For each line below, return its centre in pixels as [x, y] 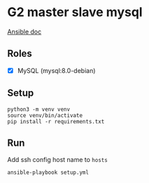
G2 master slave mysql [75, 12]
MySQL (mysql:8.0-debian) [56, 70]
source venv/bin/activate [45, 115]
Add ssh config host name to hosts [58, 160]
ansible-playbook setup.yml [48, 172]
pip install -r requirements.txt [56, 121]
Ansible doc [24, 32]
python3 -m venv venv [39, 109]
